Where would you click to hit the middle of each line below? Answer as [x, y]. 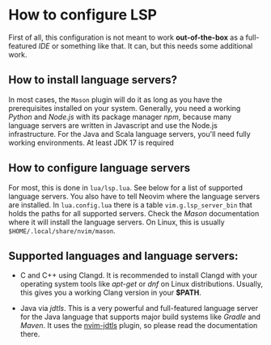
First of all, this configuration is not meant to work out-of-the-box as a [126, 37]
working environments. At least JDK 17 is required [91, 143]
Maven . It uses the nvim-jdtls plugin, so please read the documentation [139, 326]
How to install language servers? [93, 80]
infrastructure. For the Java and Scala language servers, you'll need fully [129, 134]
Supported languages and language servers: [123, 256]
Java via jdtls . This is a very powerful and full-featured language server [139, 309]
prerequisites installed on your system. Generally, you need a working [125, 108]
